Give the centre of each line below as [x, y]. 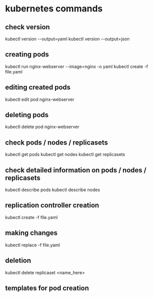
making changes [31, 233]
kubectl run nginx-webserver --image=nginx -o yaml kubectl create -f [77, 66]
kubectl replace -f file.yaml [33, 245]
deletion [18, 260]
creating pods [27, 54]
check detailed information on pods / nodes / [76, 170]
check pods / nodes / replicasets [56, 142]
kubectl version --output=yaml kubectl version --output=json [67, 39]
